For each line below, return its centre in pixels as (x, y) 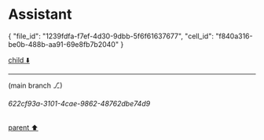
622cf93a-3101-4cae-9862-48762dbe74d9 (79, 103)
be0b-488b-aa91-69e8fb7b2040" (64, 44)
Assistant (40, 14)
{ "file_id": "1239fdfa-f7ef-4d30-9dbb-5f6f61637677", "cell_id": (111, 36)
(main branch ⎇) (35, 85)
